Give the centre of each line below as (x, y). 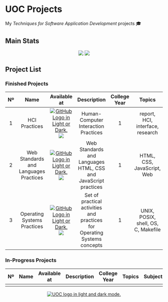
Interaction (91, 126)
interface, (147, 126)
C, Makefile (147, 230)
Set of (91, 195)
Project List (23, 69)
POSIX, (147, 217)
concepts (92, 245)
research (147, 133)
